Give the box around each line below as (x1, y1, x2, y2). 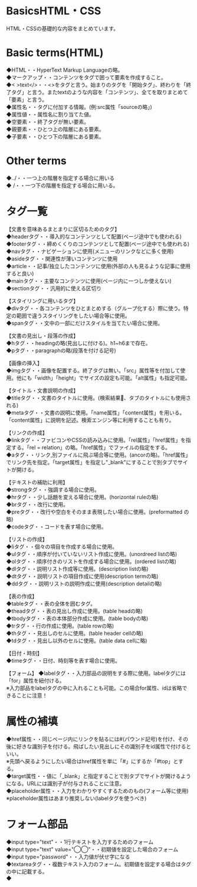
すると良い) (6, 269, 34, 277)
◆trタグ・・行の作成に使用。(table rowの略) (6, 622, 114, 629)
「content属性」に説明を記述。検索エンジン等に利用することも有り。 (6, 416, 175, 423)
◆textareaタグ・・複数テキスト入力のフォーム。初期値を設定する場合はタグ (6, 860, 192, 867)
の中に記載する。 (6, 867, 48, 875)
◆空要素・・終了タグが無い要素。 (6, 118, 90, 125)
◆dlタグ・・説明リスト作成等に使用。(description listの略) (6, 565, 149, 572)
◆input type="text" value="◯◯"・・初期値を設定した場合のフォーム (6, 846, 179, 853)
